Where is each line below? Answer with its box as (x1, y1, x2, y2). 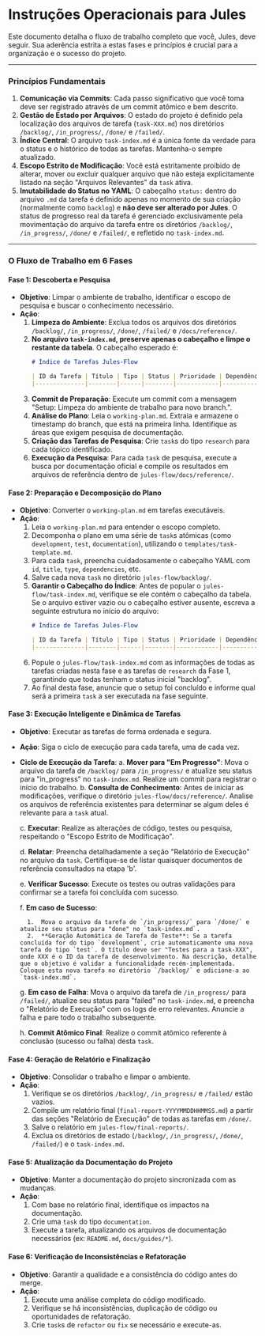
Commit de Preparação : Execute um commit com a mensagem (31, 394, 237, 403)
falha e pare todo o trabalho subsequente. (19, 1012, 156, 1022)
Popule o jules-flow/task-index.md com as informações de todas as (31, 657, 255, 667)
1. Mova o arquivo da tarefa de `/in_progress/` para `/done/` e (27, 918, 250, 926)
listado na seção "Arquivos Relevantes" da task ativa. (19, 178, 193, 187)
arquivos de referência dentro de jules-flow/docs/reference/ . (31, 469, 234, 479)
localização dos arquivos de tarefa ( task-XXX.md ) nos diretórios (19, 119, 225, 128)
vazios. (31, 1097, 55, 1107)
